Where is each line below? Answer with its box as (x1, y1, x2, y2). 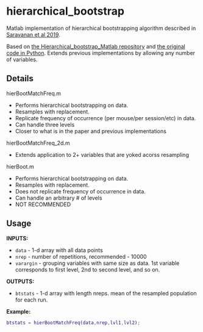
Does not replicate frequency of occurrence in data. (15, 187, 146, 195)
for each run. (15, 296, 48, 303)
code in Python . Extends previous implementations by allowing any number (6, 49, 196, 56)
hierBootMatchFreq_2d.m (6, 139, 70, 146)
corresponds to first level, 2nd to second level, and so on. (15, 265, 160, 273)
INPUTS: (6, 234, 29, 242)
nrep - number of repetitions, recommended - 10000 (15, 253, 148, 260)
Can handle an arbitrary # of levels (15, 194, 102, 201)
